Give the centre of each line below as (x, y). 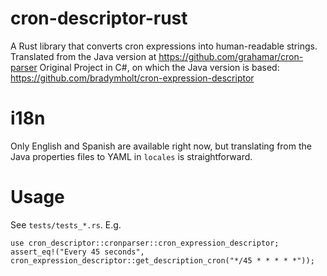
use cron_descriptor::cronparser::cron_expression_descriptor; (145, 243)
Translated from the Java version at (83, 56)
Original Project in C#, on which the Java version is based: (159, 67)
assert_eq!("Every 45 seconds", (77, 252)
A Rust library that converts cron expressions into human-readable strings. (164, 46)
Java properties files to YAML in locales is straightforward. (131, 156)
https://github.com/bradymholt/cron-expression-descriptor (132, 78)
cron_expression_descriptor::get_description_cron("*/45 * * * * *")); (162, 260)
